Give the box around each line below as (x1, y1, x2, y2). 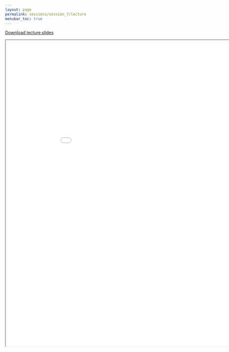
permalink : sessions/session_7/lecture (5, 12, 87, 17)
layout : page (5, 7, 32, 12)
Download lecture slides (5, 30, 54, 36)
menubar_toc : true (5, 16, 43, 21)
